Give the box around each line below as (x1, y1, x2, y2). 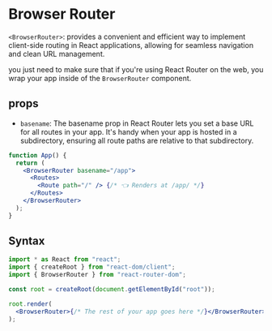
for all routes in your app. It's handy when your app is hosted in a (19, 127, 237, 136)
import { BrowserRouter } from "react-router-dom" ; (8, 271, 186, 279)
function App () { (8, 151, 67, 159)
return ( (15, 159, 45, 167)
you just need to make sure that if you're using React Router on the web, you (8, 64, 264, 74)
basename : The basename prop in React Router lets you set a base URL (19, 118, 254, 128)
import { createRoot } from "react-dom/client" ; (8, 263, 176, 272)
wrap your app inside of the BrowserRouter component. (8, 73, 192, 83)
